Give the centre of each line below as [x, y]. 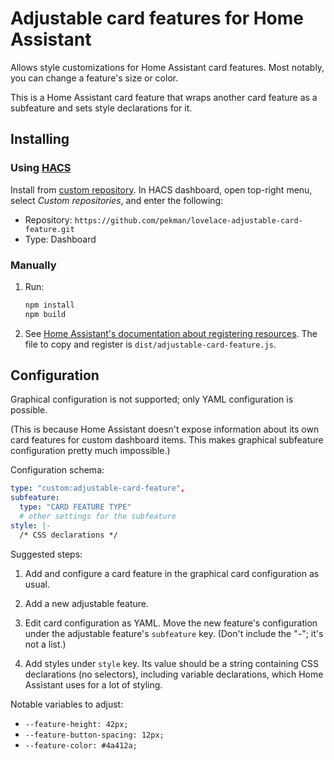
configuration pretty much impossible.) [90, 451]
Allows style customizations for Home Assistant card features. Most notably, [167, 67]
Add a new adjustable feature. [86, 603]
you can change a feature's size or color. [94, 78]
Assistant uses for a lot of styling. [93, 684]
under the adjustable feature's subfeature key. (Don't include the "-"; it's [174, 633]
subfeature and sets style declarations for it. [101, 108]
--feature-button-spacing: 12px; [94, 735]
